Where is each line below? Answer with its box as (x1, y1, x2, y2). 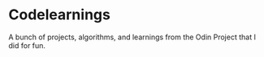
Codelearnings (8, 6, 111, 24)
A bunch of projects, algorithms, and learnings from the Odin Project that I (8, 32, 256, 42)
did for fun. (8, 40, 46, 50)
